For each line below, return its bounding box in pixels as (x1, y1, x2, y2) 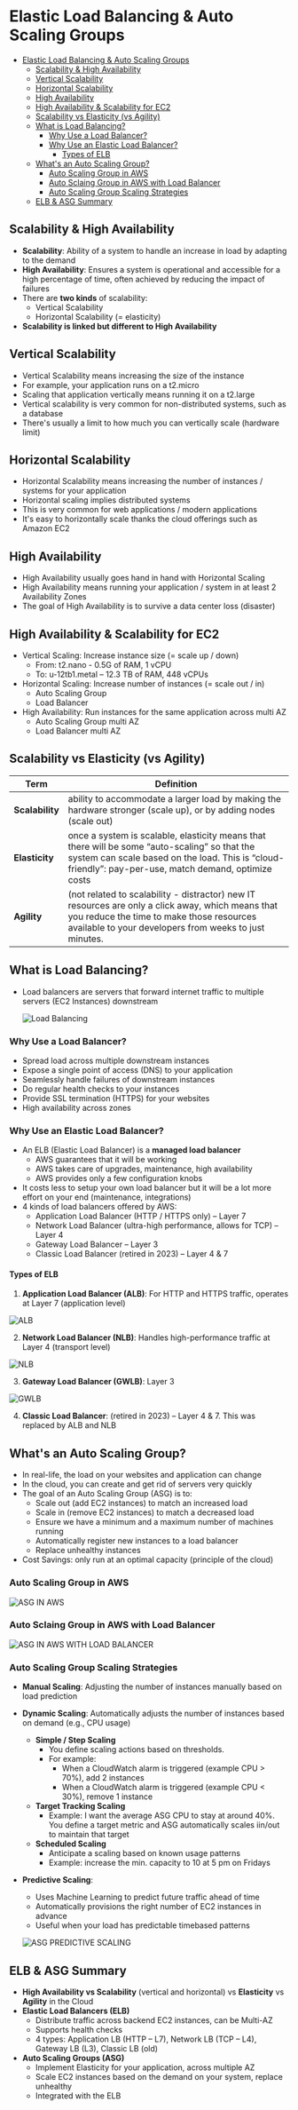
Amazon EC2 (21, 523, 70, 534)
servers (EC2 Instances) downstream (21, 996, 159, 1006)
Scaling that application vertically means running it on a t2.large (21, 389, 255, 400)
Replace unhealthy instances (35, 1545, 141, 1556)
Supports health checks (35, 2024, 122, 2035)
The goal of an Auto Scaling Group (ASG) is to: (21, 1488, 192, 1499)
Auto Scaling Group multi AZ (35, 717, 140, 726)
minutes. (67, 932, 104, 945)
